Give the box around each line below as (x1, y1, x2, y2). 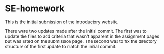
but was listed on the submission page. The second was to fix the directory (5, 38, 157, 44)
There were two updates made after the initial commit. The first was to (5, 28, 147, 34)
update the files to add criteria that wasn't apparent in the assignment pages (5, 33, 160, 39)
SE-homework (5, 3, 65, 14)
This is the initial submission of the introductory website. (5, 19, 119, 25)
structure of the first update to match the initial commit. (5, 43, 117, 49)
